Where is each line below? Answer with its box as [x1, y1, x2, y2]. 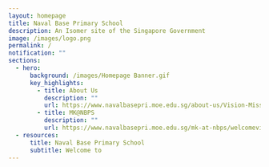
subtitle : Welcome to [29, 146, 102, 154]
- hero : [15, 64, 42, 72]
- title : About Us [37, 86, 98, 95]
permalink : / [8, 42, 52, 50]
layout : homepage [8, 11, 66, 20]
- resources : [15, 131, 59, 139]
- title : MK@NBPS [37, 109, 94, 117]
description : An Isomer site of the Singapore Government [8, 26, 206, 35]
